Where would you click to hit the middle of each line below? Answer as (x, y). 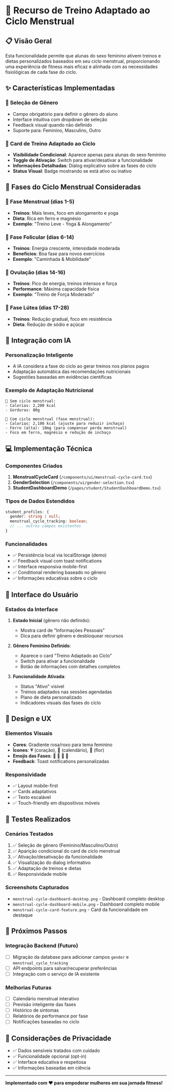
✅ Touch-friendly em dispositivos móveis (56, 803)
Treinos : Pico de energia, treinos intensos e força (65, 283)
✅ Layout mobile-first (35, 786)
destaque (23, 915)
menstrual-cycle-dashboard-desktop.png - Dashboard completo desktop (89, 898)
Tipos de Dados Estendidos (40, 501)
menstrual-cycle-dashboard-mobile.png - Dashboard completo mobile (86, 904)
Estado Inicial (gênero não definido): (51, 620)
